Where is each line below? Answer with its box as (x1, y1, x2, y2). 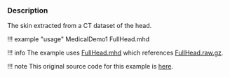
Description (7, 6, 48, 15)
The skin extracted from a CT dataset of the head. (7, 22, 152, 30)
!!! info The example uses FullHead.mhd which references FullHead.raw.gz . (7, 48, 224, 57)
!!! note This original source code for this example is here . (7, 62, 174, 71)
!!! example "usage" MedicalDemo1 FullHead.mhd (7, 35, 150, 43)
